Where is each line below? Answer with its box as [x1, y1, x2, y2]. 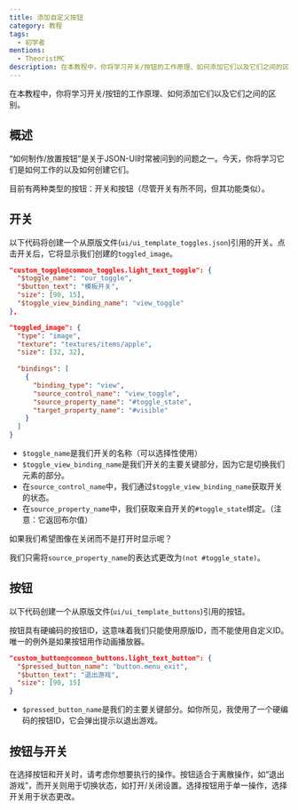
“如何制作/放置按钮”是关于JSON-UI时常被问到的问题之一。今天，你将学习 [9, 153, 278, 164]
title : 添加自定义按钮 [9, 12, 84, 22]
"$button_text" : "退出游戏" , [17, 670, 120, 679]
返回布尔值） [45, 515, 93, 525]
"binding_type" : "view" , [32, 381, 125, 389]
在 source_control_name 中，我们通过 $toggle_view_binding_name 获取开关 [21, 481, 283, 492]
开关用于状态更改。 [9, 791, 80, 801]
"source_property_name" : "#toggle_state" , [32, 397, 192, 406]
